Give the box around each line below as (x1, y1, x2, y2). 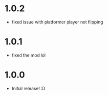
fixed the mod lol (11, 52, 46, 58)
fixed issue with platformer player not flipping (11, 19, 104, 25)
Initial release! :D (11, 85, 45, 91)
